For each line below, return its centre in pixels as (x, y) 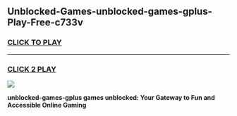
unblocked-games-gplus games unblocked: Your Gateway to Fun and (111, 97)
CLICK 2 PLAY (32, 69)
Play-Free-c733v (45, 23)
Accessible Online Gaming (47, 105)
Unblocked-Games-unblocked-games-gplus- (110, 12)
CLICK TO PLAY (35, 43)
